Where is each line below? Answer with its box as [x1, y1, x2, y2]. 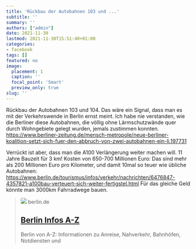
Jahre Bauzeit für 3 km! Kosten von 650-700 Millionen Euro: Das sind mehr [6, 155, 187, 162]
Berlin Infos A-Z [20, 215, 80, 226]
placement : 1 [11, 69, 43, 74]
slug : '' [6, 90, 28, 96]
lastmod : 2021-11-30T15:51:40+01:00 [6, 36, 96, 42]
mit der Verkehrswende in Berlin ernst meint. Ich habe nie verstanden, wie [6, 112, 185, 120]
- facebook [6, 47, 33, 53]
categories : [6, 42, 35, 47]
